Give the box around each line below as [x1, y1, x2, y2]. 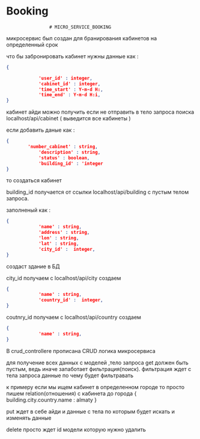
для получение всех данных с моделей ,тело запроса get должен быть [6, 359, 189, 366]
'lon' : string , [38, 235, 79, 241]
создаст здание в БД [6, 263, 60, 270]
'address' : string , [38, 230, 90, 236]
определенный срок [6, 41, 58, 48]
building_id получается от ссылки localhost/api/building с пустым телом [6, 188, 189, 196]
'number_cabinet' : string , [28, 144, 98, 150]
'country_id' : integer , [38, 297, 103, 303]
